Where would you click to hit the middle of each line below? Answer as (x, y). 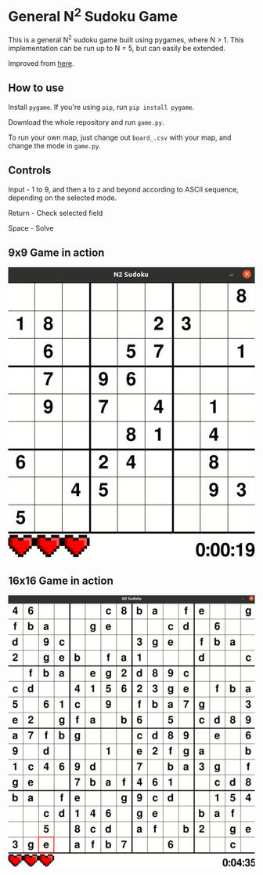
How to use (36, 88)
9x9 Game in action (56, 252)
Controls (30, 171)
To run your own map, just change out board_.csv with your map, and (120, 137)
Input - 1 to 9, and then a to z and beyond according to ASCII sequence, (123, 189)
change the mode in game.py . (55, 145)
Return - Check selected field (56, 213)
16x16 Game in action (61, 581)
